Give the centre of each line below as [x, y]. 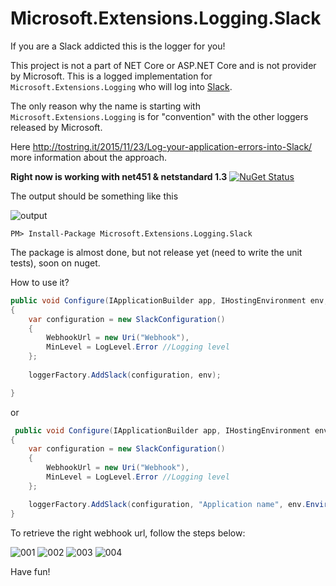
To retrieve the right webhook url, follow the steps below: [128, 533]
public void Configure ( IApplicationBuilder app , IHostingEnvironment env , [169, 300]
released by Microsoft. [56, 127]
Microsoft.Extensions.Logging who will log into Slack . [121, 86]
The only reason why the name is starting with [105, 106]
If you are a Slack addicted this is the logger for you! [118, 46]
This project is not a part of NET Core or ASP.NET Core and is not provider [163, 65]
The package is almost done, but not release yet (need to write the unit [156, 252]
